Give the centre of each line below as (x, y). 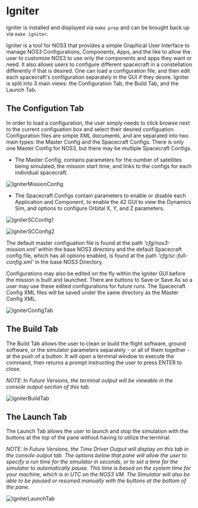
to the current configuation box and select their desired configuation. (91, 129)
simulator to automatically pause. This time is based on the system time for (99, 468)
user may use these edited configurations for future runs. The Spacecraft (96, 286)
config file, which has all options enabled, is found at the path (81, 255)
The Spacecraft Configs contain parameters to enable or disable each (100, 196)
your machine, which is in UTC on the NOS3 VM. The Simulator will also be (98, 475)
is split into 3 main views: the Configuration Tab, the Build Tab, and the (92, 83)
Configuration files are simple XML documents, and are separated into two (98, 135)
